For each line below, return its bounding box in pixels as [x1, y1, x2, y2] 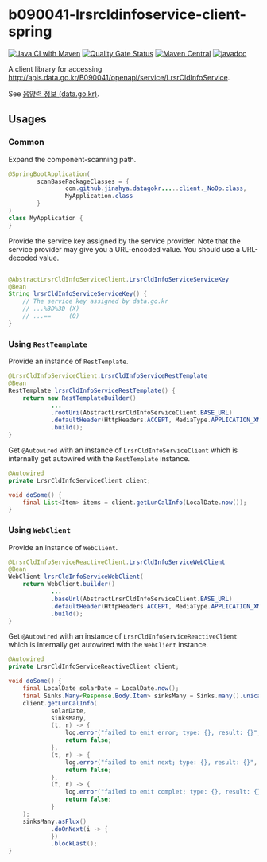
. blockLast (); [50, 840, 98, 848]
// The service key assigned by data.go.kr [22, 297, 169, 305]
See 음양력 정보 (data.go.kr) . [8, 89, 99, 99]
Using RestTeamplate [8, 338, 87, 349]
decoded [8, 253, 38, 262]
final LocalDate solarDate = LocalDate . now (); [22, 685, 180, 693]
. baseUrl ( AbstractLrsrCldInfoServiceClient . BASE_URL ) [50, 595, 233, 603]
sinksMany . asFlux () [22, 817, 87, 825]
